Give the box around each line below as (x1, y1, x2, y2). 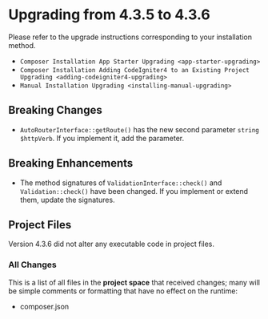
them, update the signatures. (19, 195, 115, 204)
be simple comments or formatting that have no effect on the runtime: (8, 286, 238, 296)
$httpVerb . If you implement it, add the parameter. (19, 133, 185, 143)
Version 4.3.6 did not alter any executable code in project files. (8, 239, 214, 249)
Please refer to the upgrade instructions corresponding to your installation (8, 32, 252, 42)
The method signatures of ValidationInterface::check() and (19, 178, 222, 188)
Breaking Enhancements (8, 156, 134, 170)
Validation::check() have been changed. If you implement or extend (19, 186, 249, 196)
